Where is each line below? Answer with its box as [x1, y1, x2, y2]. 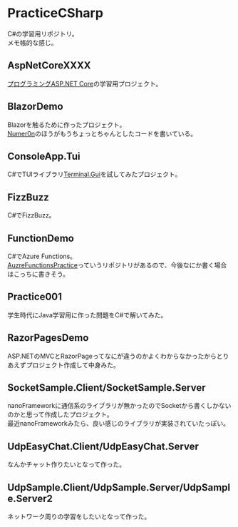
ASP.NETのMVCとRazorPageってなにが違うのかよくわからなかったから [7, 352, 217, 360]
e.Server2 [7, 492, 53, 504]
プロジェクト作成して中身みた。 [26, 360, 120, 369]
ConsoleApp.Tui [7, 150, 81, 162]
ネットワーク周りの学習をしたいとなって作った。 [7, 512, 151, 521]
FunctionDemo [7, 232, 75, 244]
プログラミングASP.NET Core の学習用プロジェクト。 [7, 79, 162, 88]
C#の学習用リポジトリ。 [7, 29, 78, 38]
